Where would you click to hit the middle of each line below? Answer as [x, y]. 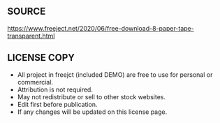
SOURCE [27, 12]
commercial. [35, 82]
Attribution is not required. [55, 89]
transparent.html [31, 36]
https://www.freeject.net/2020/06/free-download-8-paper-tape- [101, 28]
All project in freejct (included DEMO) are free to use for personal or [115, 74]
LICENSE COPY [41, 58]
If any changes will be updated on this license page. [92, 112]
